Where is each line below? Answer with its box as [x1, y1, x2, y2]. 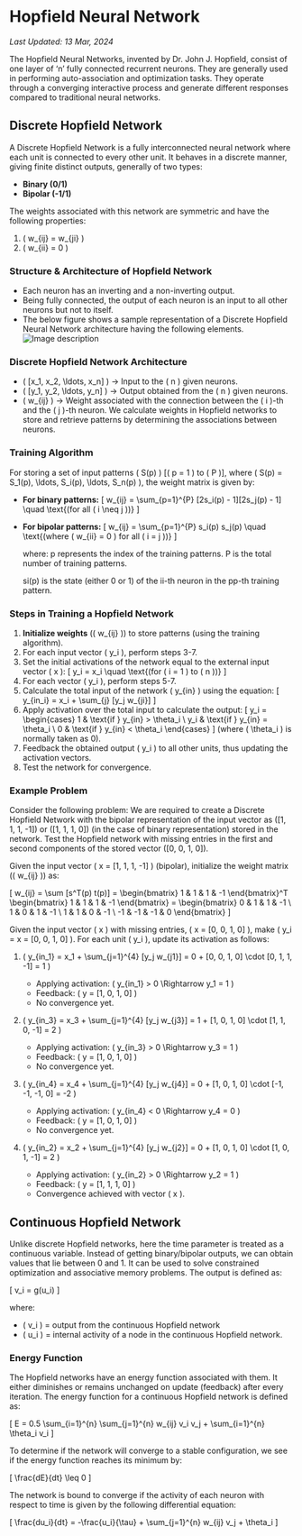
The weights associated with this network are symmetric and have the [9, 206, 270, 216]
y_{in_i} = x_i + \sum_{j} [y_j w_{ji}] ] [22, 694, 157, 705]
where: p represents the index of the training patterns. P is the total [22, 548, 272, 559]
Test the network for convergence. [22, 762, 151, 773]
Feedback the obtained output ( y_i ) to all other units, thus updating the [22, 742, 288, 754]
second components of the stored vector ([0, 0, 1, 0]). [9, 843, 209, 854]
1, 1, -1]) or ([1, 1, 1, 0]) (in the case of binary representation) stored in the [9, 824, 279, 835]
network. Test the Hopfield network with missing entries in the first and [9, 834, 273, 845]
